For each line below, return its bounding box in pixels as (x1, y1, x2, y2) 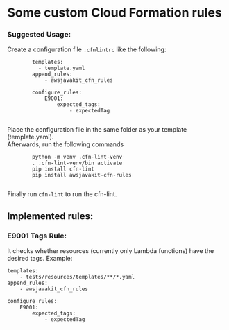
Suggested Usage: (7, 30, 71, 40)
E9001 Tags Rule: (7, 231, 67, 241)
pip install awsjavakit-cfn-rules (32, 172, 132, 179)
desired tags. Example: (7, 254, 73, 263)
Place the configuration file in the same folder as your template (7, 125, 187, 134)
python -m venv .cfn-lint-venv (32, 154, 123, 161)
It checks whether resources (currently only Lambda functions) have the (7, 247, 214, 255)
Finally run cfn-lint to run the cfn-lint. (7, 190, 117, 198)
